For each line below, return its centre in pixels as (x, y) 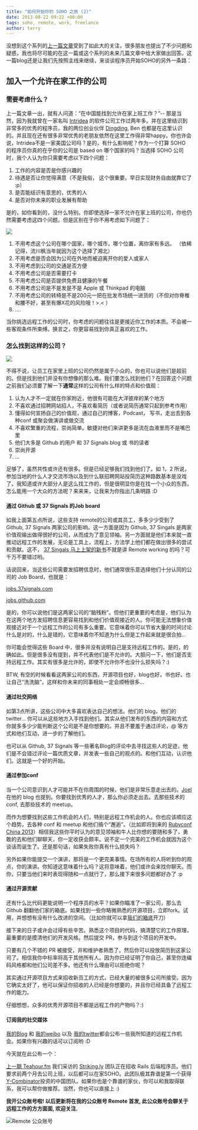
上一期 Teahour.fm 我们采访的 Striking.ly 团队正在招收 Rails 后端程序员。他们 (99, 1067)
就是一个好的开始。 (45, 761)
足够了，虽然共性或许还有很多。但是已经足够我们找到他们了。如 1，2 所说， (98, 469)
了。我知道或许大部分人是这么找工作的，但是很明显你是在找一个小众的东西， (99, 484)
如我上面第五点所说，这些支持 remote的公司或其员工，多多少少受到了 (90, 520)
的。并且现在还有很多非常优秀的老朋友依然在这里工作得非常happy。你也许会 (99, 135)
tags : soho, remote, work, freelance (52, 22)
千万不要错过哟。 (27, 557)
